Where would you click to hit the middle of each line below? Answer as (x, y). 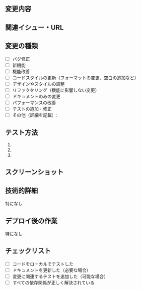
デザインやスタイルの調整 (38, 84)
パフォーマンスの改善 (34, 103)
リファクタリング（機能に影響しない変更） (56, 90)
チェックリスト (28, 251)
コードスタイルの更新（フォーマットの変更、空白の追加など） (75, 77)
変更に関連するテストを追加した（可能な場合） (60, 276)
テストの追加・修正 (32, 109)
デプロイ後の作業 (31, 221)
